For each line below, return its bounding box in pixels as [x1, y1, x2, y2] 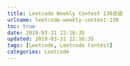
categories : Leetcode [7, 49, 70, 56]
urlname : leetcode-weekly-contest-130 [7, 16, 119, 23]
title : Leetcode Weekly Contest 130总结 [7, 10, 123, 17]
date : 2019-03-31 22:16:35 [7, 29, 85, 36]
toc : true [7, 23, 36, 30]
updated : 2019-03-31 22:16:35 [7, 36, 95, 43]
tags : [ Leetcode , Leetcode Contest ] [7, 42, 113, 49]
